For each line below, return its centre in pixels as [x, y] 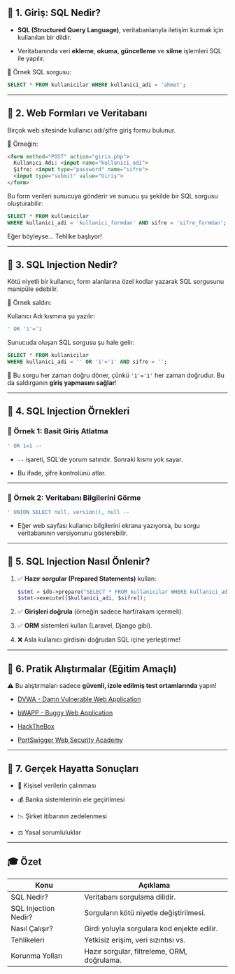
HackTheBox [36, 726]
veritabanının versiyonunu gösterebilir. [72, 533]
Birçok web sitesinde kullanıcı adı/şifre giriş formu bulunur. [92, 130]
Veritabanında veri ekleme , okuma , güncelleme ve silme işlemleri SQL [120, 50]
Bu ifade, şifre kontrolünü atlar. [62, 473]
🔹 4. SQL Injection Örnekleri [69, 411]
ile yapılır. [31, 58]
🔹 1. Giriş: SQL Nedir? [54, 13]
